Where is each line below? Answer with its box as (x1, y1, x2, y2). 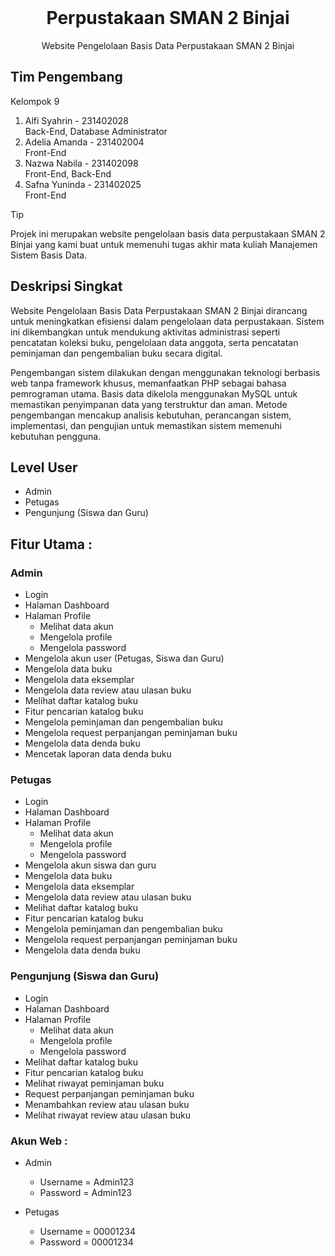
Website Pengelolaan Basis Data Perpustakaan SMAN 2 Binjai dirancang (10, 304, 308, 316)
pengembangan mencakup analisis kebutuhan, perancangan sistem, (10, 409, 292, 421)
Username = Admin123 (39, 1176, 135, 1188)
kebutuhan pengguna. (10, 430, 102, 442)
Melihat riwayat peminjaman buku (24, 1077, 165, 1089)
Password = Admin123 (39, 1186, 133, 1198)
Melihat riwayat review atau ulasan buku (24, 1109, 192, 1121)
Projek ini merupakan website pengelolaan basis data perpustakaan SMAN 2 (10, 227, 326, 240)
